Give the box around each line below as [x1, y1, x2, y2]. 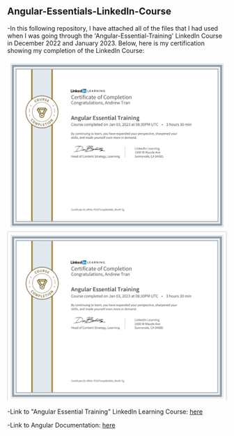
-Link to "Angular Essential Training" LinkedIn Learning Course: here [7, 407, 203, 416]
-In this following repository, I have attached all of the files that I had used [7, 24, 218, 32]
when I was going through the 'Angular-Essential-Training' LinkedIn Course [7, 31, 223, 40]
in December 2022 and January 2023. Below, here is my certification [7, 38, 205, 47]
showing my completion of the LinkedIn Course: [7, 46, 145, 54]
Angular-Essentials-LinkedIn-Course [7, 6, 172, 17]
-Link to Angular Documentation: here [7, 421, 116, 430]
